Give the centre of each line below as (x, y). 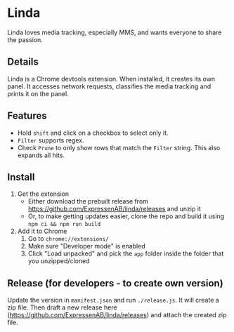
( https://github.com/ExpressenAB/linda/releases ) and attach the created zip (117, 315)
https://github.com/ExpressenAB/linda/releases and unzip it (115, 209)
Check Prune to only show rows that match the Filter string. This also (119, 147)
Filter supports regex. (51, 140)
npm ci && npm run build (64, 225)
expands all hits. (41, 155)
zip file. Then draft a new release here (62, 307)
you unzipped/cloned (59, 261)
